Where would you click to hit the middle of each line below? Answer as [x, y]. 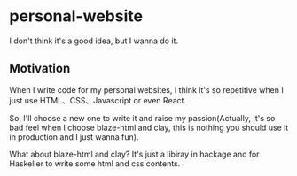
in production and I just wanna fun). [74, 137]
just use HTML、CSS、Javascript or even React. [98, 100]
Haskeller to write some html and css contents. [95, 163]
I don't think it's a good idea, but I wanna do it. [94, 41]
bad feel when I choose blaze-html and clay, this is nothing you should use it [149, 127]
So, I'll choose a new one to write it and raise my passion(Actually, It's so [142, 118]
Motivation [40, 69]
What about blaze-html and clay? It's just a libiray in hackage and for [134, 154]
